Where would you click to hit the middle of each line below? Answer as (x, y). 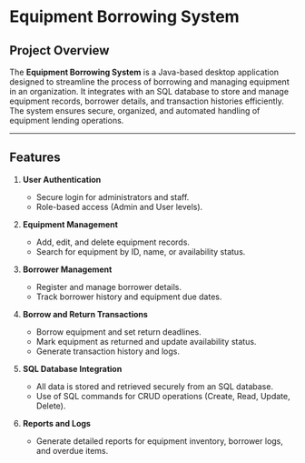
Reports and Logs (56, 423)
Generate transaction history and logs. (108, 351)
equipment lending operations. (67, 121)
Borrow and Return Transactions (85, 314)
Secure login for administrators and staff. (113, 196)
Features (35, 158)
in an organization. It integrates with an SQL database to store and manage (149, 91)
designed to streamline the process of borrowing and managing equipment (149, 82)
